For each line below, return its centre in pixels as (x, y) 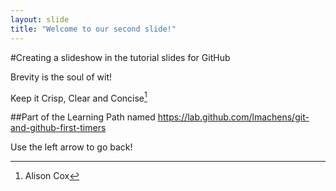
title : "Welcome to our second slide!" (93, 29)
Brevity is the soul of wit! (61, 77)
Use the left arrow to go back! (71, 147)
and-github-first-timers (58, 128)
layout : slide (40, 19)
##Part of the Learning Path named (83, 117)
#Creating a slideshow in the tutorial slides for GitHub (120, 57)
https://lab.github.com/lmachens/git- (233, 117)
